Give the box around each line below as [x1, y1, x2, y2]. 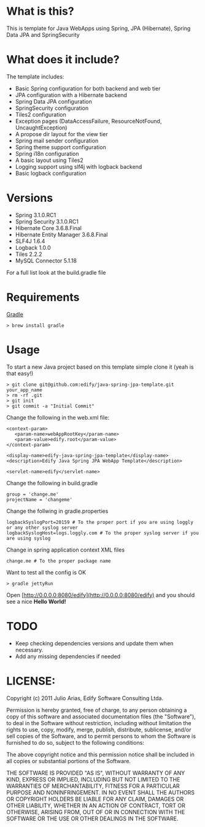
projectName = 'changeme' [6, 496, 72, 502]
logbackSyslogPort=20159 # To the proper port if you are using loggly [6, 519, 193, 525]
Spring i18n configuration [15, 150, 79, 157]
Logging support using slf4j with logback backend [15, 163, 142, 170]
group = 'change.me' [6, 491, 60, 498]
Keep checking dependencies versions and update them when [15, 639, 174, 647]
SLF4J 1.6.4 [15, 237, 45, 245]
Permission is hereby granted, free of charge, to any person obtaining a [6, 706, 187, 714]
